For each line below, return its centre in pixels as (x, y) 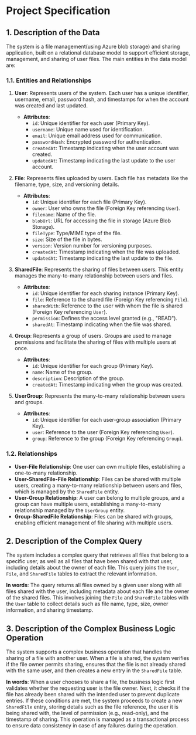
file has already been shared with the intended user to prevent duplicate (93, 695)
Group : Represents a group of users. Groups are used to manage (93, 336)
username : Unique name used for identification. (88, 130)
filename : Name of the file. (64, 215)
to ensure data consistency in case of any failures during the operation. (92, 726)
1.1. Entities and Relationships (49, 80)
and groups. (29, 402)
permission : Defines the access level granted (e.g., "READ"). (104, 319)
